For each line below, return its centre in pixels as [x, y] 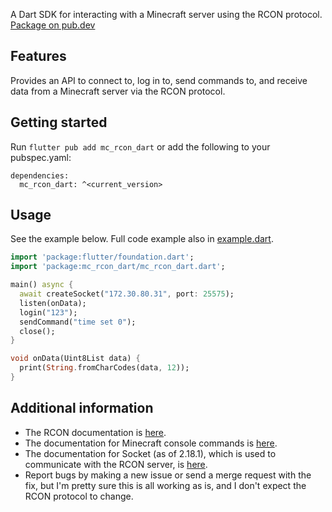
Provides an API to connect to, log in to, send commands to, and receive [159, 80]
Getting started [59, 122]
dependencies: [40, 175]
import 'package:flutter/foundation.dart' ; [102, 257]
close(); [37, 331]
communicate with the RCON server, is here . [116, 464]
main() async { [42, 285]
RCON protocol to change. [79, 496]
